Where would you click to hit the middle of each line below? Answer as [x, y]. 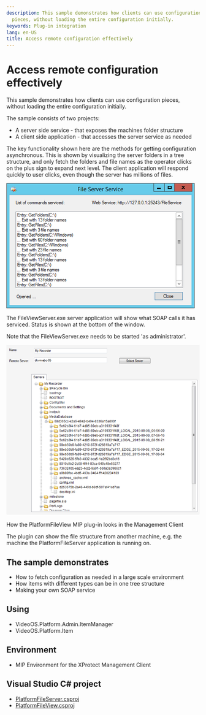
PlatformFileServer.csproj [47, 698]
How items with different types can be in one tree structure [90, 584]
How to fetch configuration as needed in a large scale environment [99, 577]
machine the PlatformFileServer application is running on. [79, 543]
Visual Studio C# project [54, 684]
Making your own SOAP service [55, 590]
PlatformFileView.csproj [45, 705]
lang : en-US [21, 32]
